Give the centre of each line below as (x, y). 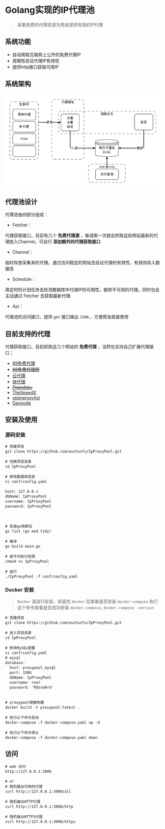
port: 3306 (21, 673)
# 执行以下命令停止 (22, 733)
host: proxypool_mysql (33, 668)
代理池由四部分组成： (27, 214)
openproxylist (26, 398)
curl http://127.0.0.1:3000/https (41, 822)
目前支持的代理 (28, 334)
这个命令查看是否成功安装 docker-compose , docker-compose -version (85, 608)
